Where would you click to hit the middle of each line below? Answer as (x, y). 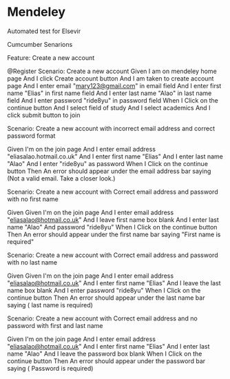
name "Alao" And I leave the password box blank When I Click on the (105, 354)
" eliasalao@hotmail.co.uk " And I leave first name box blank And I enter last (113, 219)
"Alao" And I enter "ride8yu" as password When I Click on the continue (108, 163)
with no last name (32, 262)
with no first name (33, 199)
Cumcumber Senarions (40, 44)
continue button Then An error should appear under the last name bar (106, 298)
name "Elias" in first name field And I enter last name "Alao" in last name (109, 93)
